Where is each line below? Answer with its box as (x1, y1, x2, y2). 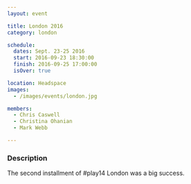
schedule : (7, 42, 36, 48)
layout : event (7, 10, 48, 17)
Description (7, 153, 48, 163)
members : (7, 105, 33, 112)
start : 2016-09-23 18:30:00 (13, 55, 95, 62)
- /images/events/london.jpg (13, 93, 98, 100)
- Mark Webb (13, 125, 48, 131)
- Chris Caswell (13, 111, 60, 118)
